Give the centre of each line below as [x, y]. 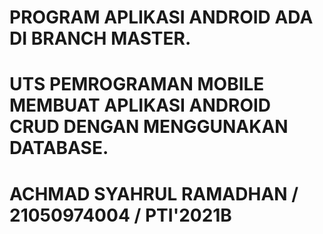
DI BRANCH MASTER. [100, 38]
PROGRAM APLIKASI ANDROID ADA [161, 17]
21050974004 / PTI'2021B [120, 215]
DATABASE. [59, 148]
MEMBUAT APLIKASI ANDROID [140, 105]
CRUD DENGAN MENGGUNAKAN [149, 127]
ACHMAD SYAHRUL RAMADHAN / [154, 193]
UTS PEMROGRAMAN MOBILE [137, 84]
